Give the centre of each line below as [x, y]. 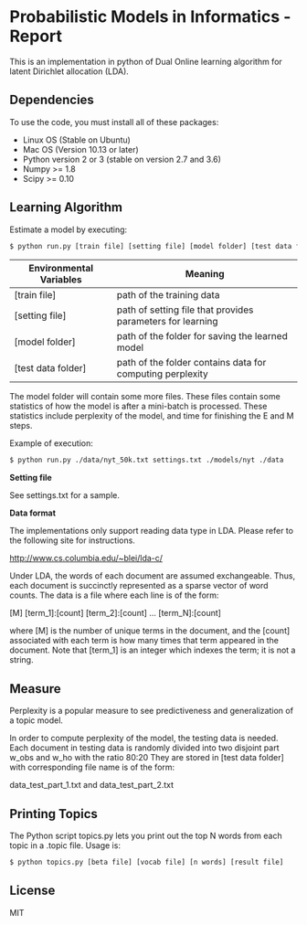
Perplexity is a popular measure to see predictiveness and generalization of [152, 711]
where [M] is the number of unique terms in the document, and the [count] [150, 631]
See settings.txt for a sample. [65, 495]
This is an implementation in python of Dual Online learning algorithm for [146, 61]
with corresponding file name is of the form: [92, 767]
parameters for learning [167, 322]
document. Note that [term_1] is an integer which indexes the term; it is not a [153, 650]
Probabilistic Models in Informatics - [150, 17]
